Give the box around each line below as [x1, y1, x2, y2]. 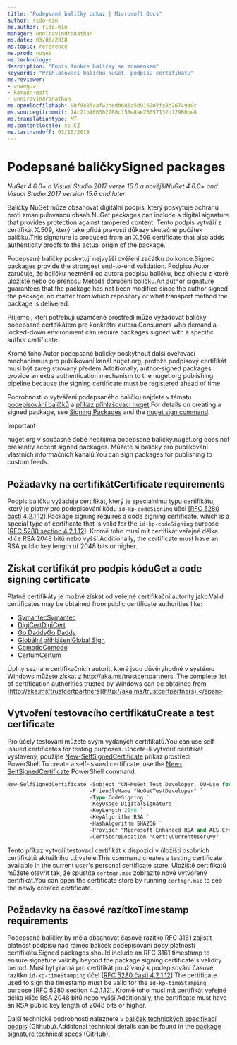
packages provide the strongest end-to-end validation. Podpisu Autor [7, 262, 209, 270]
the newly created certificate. [7, 883, 93, 892]
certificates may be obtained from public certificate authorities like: [7, 599, 203, 608]
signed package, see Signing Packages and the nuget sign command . [7, 408, 210, 416]
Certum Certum [17, 651, 61, 659]
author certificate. [7, 336, 60, 344]
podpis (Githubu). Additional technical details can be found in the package [7, 1022, 221, 1031]
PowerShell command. [71, 767, 137, 775]
